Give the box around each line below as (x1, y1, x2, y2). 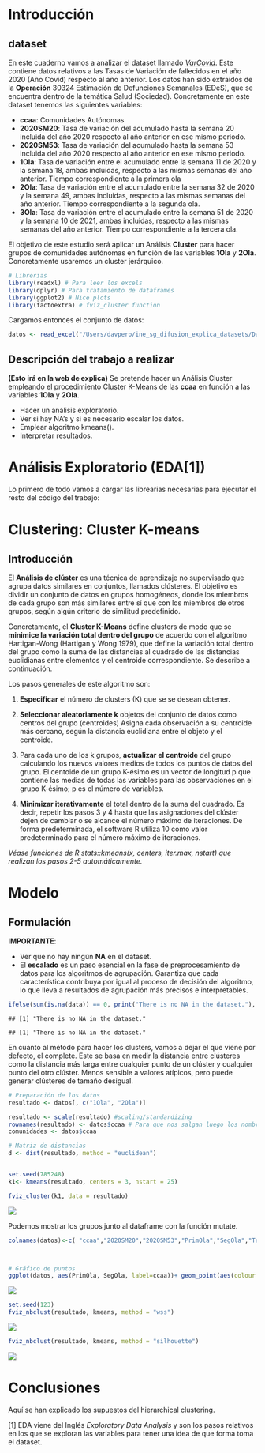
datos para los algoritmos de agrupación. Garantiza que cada (19, 969, 219, 977)
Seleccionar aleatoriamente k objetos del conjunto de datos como (19, 710, 237, 719)
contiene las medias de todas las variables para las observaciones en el (19, 776, 254, 785)
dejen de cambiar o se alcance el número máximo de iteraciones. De (19, 816, 243, 825)
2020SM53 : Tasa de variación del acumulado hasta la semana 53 (19, 141, 234, 149)
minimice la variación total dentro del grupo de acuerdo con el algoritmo (8, 631, 247, 639)
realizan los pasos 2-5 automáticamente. (8, 856, 143, 866)
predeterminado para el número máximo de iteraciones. (19, 833, 201, 842)
